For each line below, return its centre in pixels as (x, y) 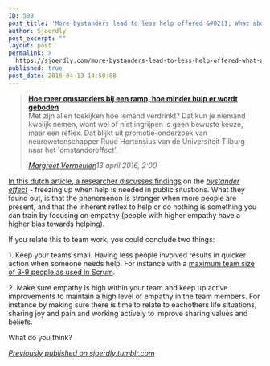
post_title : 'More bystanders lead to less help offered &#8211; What (129, 23)
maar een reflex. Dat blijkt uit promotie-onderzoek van (117, 133)
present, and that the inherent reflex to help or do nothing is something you (133, 207)
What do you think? (40, 337)
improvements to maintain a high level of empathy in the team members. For (134, 296)
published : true (35, 68)
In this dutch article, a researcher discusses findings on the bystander (124, 181)
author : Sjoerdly (37, 31)
